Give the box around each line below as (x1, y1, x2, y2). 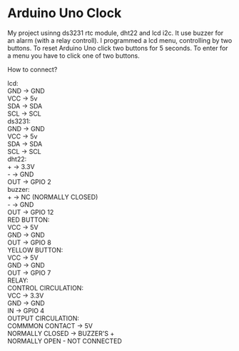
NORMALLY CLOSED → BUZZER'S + (7, 329, 115, 337)
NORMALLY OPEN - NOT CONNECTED (7, 337, 123, 345)
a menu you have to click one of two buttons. (7, 51, 141, 60)
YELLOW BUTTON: (7, 245, 63, 254)
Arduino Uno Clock (7, 5, 122, 21)
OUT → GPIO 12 (7, 208, 54, 216)
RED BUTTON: (7, 215, 50, 224)
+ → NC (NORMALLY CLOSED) (7, 193, 98, 201)
